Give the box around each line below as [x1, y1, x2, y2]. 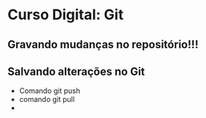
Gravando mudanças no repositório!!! [7, 38, 199, 51]
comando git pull [18, 95, 75, 104]
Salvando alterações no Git [7, 64, 145, 78]
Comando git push [18, 86, 81, 96]
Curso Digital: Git [7, 6, 124, 24]
